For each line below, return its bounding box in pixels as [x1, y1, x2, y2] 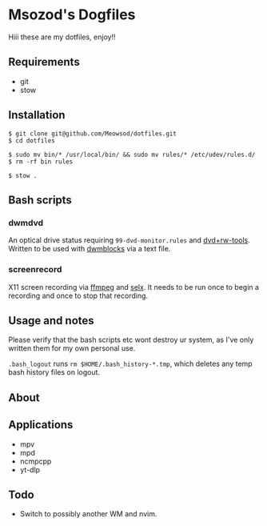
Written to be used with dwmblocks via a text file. [8, 244, 171, 254]
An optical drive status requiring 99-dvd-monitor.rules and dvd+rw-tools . [8, 235, 250, 245]
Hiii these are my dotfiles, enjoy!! [8, 32, 116, 42]
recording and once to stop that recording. [8, 291, 149, 300]
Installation [8, 108, 66, 122]
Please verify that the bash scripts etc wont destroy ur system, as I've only [8, 335, 254, 345]
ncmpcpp [19, 456, 52, 466]
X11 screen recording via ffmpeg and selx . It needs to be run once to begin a [8, 282, 260, 291]
